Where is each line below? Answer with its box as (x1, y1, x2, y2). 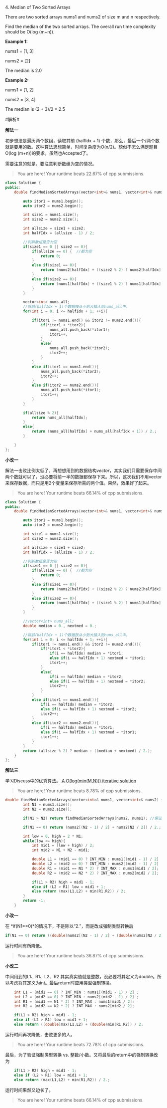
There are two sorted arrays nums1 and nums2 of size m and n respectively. (5, 14, 161, 19)
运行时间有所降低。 (5, 942, 45, 948)
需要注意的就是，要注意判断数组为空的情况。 (5, 161, 97, 167)
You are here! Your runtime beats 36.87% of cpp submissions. (17, 952, 145, 958)
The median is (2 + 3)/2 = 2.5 (5, 106, 66, 112)
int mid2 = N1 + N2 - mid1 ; (31, 848, 90, 853)
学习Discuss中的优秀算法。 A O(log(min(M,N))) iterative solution (5, 778, 137, 784)
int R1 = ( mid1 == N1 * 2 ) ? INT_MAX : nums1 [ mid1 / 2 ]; (14, 999, 135, 1004)
